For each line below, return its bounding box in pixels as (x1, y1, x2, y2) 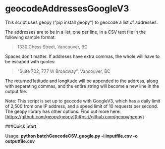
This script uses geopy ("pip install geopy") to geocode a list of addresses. (5, 19, 158, 25)
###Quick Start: (5, 123, 38, 129)
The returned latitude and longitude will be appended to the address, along (5, 78, 158, 84)
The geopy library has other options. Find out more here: (5, 108, 121, 114)
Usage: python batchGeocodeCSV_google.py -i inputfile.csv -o (5, 133, 138, 139)
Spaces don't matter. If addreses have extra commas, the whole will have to (5, 53, 160, 59)
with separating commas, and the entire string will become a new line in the (5, 83, 160, 89)
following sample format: (5, 34, 56, 40)
